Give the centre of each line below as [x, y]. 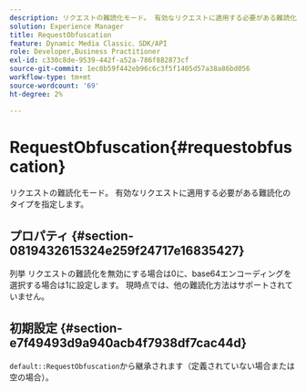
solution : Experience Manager [67, 26]
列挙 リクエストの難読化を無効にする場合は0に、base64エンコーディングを [151, 273]
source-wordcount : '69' [55, 86]
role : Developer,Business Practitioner [85, 52]
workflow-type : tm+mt [51, 77]
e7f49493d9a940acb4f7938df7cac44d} [128, 343]
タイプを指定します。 [49, 204]
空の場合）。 [31, 377]
